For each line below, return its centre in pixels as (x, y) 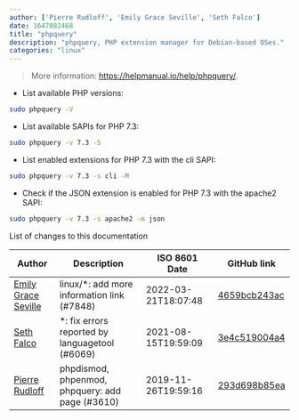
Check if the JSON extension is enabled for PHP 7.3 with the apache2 (149, 193)
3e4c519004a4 (251, 337)
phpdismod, (84, 368)
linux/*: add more (96, 284)
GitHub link (251, 263)
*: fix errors (84, 320)
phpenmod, (83, 379)
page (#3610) (89, 401)
